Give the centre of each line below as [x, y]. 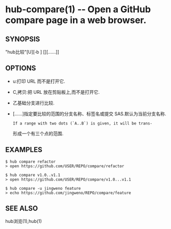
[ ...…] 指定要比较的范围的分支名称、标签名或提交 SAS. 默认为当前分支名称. [89, 114]
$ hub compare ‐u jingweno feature [43, 188]
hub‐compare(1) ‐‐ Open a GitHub [78, 9]
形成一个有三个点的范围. [38, 133]
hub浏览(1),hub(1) [24, 221]
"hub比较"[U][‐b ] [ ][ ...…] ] [32, 52]
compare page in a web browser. [76, 20]
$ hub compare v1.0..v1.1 [33, 175]
